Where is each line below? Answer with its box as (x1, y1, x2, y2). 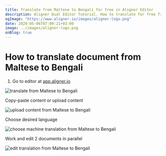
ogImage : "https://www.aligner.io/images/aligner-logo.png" (5, 16, 132, 21)
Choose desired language (5, 117, 58, 122)
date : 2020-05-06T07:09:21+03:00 (5, 21, 74, 26)
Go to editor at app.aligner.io (12, 78, 71, 84)
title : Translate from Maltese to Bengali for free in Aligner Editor (5, 7, 154, 12)
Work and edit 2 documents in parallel (5, 135, 83, 141)
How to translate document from (5, 51, 141, 63)
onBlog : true (5, 30, 32, 35)
